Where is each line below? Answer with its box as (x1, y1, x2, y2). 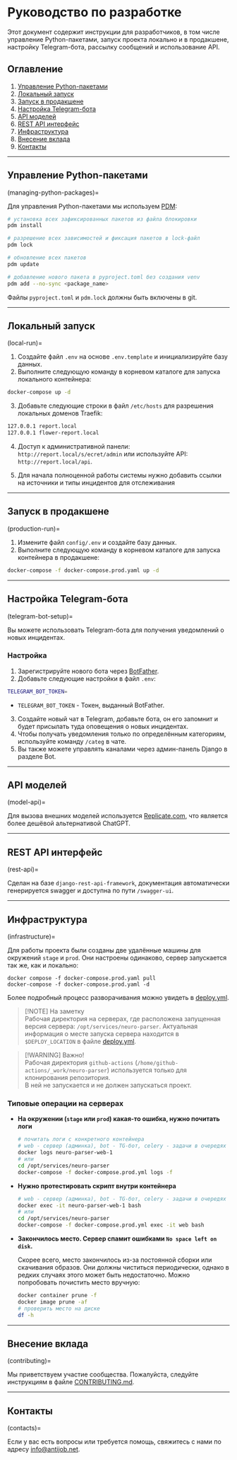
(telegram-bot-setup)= (7, 611, 73, 620)
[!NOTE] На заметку (24, 1007, 85, 1016)
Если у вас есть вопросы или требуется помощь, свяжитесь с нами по (7, 1437, 222, 1446)
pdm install (7, 222, 42, 229)
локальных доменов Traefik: (17, 409, 103, 418)
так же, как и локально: (7, 961, 79, 970)
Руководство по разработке (7, 4, 182, 21)
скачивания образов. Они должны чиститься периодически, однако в (17, 1263, 229, 1272)
